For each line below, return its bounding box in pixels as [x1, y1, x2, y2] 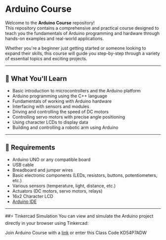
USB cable [12, 161, 34, 167]
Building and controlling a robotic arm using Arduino [12, 124, 119, 130]
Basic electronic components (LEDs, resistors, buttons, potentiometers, [12, 172, 158, 178]
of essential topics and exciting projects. [5, 55, 87, 61]
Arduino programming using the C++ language [12, 93, 108, 99]
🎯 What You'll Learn [5, 75, 67, 83]
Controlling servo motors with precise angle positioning [12, 114, 125, 120]
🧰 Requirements [5, 143, 55, 152]
